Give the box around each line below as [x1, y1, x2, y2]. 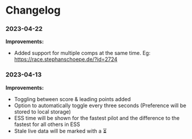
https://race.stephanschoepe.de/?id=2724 [14, 56, 118, 63]
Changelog [5, 4, 61, 17]
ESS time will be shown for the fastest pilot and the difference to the [14, 114, 180, 121]
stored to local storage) [14, 108, 71, 115]
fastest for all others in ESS [14, 121, 80, 128]
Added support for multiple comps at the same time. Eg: [14, 50, 151, 57]
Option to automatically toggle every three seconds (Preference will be [14, 102, 187, 109]
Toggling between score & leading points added [14, 95, 131, 102]
